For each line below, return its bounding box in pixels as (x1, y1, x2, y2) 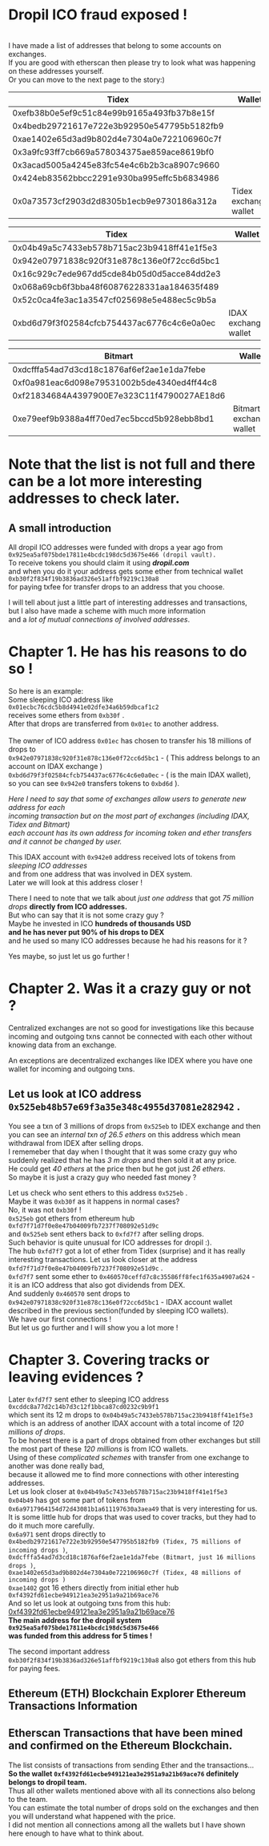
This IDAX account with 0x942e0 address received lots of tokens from (8, 852, 236, 861)
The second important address (8, 1646, 110, 1656)
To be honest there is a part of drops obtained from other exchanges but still (8, 1435, 261, 1445)
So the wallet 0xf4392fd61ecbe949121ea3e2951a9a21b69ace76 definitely (8, 1768, 239, 1778)
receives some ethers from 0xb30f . (8, 710, 125, 719)
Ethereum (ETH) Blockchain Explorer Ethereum (8, 1686, 247, 1700)
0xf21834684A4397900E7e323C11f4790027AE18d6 (12, 390, 226, 401)
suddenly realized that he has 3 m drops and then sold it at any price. (8, 1155, 237, 1164)
